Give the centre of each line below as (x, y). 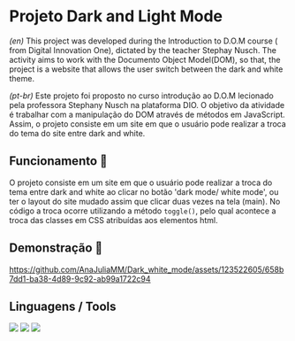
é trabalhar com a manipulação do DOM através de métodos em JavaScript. (147, 114)
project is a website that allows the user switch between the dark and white (146, 69)
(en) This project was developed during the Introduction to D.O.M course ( (144, 41)
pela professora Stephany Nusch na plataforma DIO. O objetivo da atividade (147, 105)
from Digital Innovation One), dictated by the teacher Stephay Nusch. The (143, 50)
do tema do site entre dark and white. (77, 133)
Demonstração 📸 (56, 248)
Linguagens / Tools (63, 306)
